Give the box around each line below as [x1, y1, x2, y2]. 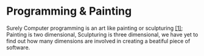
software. [6, 44, 30, 51]
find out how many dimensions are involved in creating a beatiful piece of [6, 37, 191, 44]
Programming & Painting [6, 4, 132, 18]
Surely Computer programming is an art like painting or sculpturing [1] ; [6, 24, 183, 32]
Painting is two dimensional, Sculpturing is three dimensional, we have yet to [6, 30, 199, 38]
